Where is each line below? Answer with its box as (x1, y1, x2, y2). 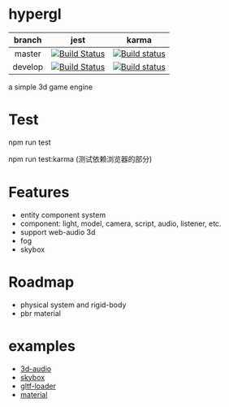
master (15, 48, 41, 59)
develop (12, 61, 44, 72)
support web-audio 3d (19, 227, 96, 236)
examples (8, 336, 76, 355)
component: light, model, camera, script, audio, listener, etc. (19, 219, 222, 228)
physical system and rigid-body (19, 300, 127, 310)
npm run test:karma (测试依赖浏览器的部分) (8, 154, 153, 163)
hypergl (8, 5, 63, 24)
